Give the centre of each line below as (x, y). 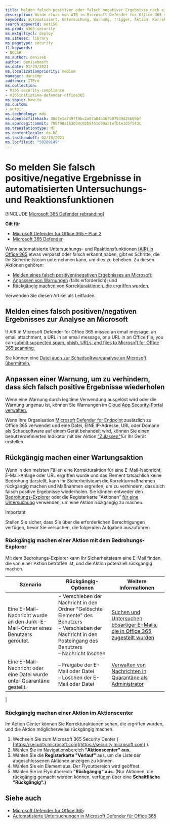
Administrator (128, 684)
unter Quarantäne (29, 681)
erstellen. (15, 441)
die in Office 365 (132, 631)
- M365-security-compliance (35, 90)
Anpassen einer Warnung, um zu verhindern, (78, 379)
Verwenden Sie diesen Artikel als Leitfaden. (51, 296)
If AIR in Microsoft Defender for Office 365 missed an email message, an (81, 331)
